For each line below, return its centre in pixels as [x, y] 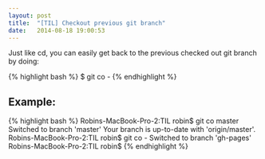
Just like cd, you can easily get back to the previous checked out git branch [132, 53]
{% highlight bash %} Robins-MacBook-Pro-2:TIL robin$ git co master [124, 121]
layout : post [30, 16]
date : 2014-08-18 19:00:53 [57, 30]
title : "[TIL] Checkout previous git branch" [87, 23]
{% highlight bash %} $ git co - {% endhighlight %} [93, 77]
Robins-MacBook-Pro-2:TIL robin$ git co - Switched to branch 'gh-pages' [130, 138]
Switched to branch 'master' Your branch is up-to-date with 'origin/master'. [132, 130]
